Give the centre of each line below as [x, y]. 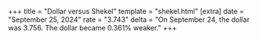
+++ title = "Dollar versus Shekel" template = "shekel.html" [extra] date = [126, 11]
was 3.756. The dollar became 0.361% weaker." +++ [93, 28]
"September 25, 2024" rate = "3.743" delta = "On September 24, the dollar [129, 19]
